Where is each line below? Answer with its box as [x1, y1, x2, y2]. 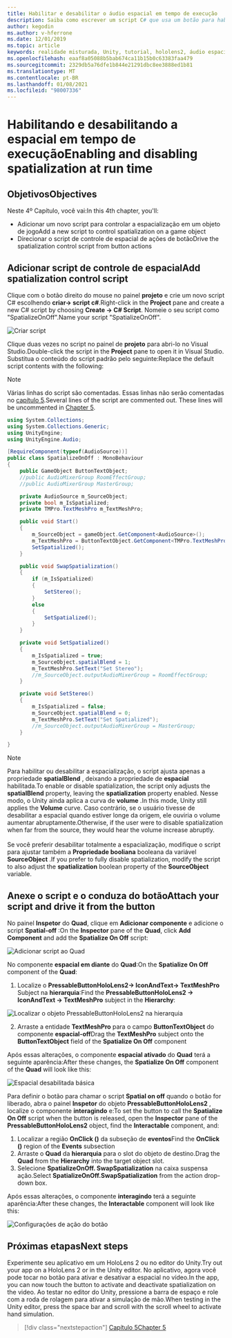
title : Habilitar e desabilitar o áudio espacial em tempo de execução [7, 10, 217, 17]
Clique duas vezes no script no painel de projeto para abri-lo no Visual [7, 340, 209, 348]
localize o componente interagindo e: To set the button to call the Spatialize [7, 1107, 223, 1115]
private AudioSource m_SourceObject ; [19, 493, 128, 500]
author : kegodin [7, 23, 54, 30]
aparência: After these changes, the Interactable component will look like [7, 1199, 215, 1208]
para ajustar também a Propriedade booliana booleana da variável [7, 848, 197, 856]
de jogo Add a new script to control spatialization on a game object [17, 227, 206, 235]
